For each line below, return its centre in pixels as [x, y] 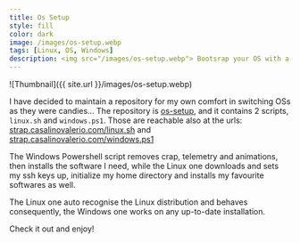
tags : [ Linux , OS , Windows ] [62, 51]
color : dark [31, 34]
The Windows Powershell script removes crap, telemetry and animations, [144, 156]
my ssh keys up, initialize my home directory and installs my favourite [137, 175]
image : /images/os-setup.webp [66, 42]
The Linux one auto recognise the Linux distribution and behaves [129, 202]
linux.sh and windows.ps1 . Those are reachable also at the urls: [126, 120]
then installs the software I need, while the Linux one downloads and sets [144, 166]
